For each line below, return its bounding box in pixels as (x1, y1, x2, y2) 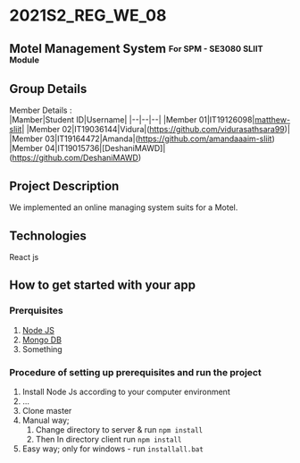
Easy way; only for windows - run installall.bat (21, 443, 204, 454)
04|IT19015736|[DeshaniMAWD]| (44, 143, 166, 154)
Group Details (9, 81, 87, 97)
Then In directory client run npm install (35, 434, 182, 444)
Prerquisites (9, 305, 64, 317)
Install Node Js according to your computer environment (21, 386, 230, 397)
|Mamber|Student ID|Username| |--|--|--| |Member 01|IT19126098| (9, 114, 255, 125)
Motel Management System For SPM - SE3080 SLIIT (9, 41, 263, 56)
